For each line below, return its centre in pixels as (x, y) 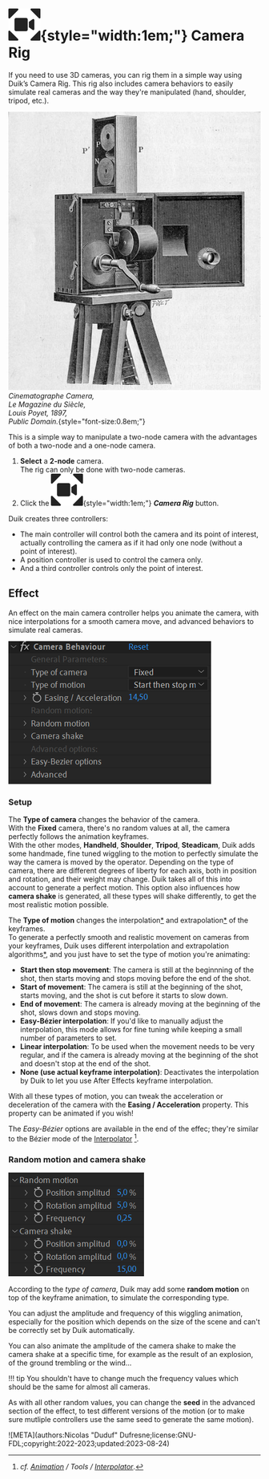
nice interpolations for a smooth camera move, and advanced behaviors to (131, 621)
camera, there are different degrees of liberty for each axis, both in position (133, 870)
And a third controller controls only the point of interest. (112, 568)
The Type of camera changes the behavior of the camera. (104, 819)
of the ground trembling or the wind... (70, 1363)
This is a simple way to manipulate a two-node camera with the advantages (133, 436)
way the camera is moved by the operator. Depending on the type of (121, 861)
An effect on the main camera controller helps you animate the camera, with (134, 613)
